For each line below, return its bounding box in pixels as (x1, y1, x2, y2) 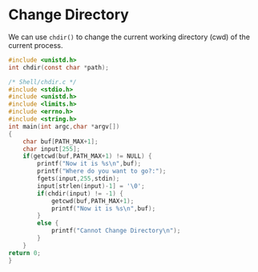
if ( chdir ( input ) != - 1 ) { (37, 190, 124, 198)
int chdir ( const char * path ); (8, 63, 110, 71)
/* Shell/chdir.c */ (8, 78, 78, 86)
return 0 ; (8, 249, 42, 257)
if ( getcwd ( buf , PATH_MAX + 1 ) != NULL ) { (22, 152, 152, 161)
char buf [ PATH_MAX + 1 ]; (22, 138, 99, 146)
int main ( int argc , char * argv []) (8, 122, 120, 130)
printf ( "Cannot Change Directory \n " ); (50, 226, 181, 235)
